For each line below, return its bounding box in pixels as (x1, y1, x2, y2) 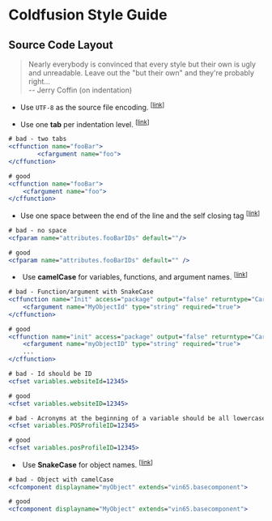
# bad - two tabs (8, 135, 67, 143)
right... (28, 77, 51, 86)
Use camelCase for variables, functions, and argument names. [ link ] (22, 271, 249, 282)
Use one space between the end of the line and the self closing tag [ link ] (19, 209, 261, 220)
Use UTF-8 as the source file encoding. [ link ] (19, 101, 164, 112)
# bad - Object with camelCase (8, 476, 114, 484)
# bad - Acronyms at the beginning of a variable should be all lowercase (8, 414, 266, 422)
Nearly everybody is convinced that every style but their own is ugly (28, 59, 257, 69)
